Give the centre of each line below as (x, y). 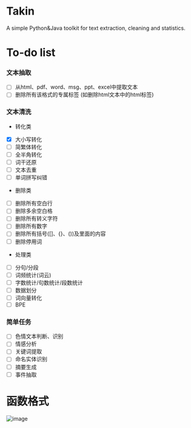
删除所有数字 (31, 226)
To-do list (31, 53)
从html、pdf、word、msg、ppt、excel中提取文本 (76, 87)
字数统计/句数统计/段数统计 (49, 282)
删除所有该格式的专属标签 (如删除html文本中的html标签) (84, 95)
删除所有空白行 (34, 203)
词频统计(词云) (33, 275)
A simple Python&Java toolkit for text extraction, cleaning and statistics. (96, 28)
